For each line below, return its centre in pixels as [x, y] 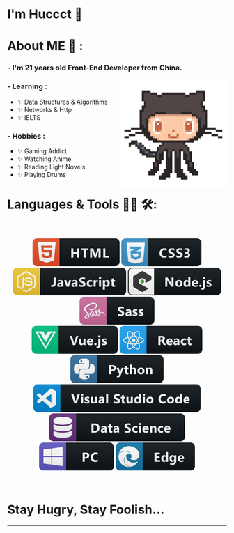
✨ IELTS [29, 117]
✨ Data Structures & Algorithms [62, 102]
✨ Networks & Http [45, 109]
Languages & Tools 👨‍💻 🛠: [82, 204]
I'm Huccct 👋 [45, 14]
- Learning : [27, 86]
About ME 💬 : [45, 46]
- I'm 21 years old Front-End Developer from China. [95, 68]
